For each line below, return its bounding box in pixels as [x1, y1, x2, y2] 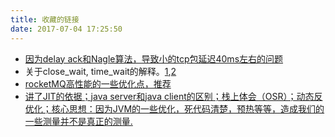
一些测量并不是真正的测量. [24, 115, 133, 127]
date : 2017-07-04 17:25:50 [10, 24, 123, 34]
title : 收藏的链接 [10, 14, 80, 25]
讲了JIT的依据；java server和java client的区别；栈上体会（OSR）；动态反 [24, 90, 323, 102]
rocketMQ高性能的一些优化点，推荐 [24, 77, 172, 90]
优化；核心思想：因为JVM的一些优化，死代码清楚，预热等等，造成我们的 [24, 102, 325, 115]
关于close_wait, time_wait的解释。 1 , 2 [24, 65, 177, 77]
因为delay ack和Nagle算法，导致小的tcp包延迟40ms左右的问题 [24, 52, 284, 65]
